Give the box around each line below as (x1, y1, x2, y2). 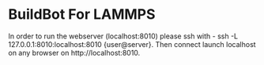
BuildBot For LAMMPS (8, 5, 156, 23)
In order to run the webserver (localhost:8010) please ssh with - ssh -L (8, 31, 239, 41)
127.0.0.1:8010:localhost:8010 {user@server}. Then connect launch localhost (8, 39, 256, 49)
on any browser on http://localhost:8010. (8, 48, 141, 57)
